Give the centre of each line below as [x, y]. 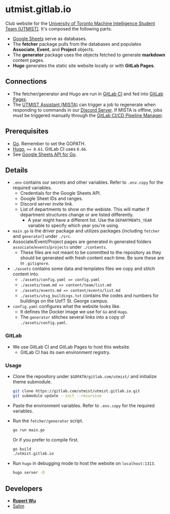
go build [22, 449]
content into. [26, 274]
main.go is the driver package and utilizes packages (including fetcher [86, 231]
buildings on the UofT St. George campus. [64, 301]
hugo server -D [29, 473]
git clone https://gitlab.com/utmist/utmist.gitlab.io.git [76, 391]
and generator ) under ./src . [42, 236]
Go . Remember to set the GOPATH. [49, 144]
